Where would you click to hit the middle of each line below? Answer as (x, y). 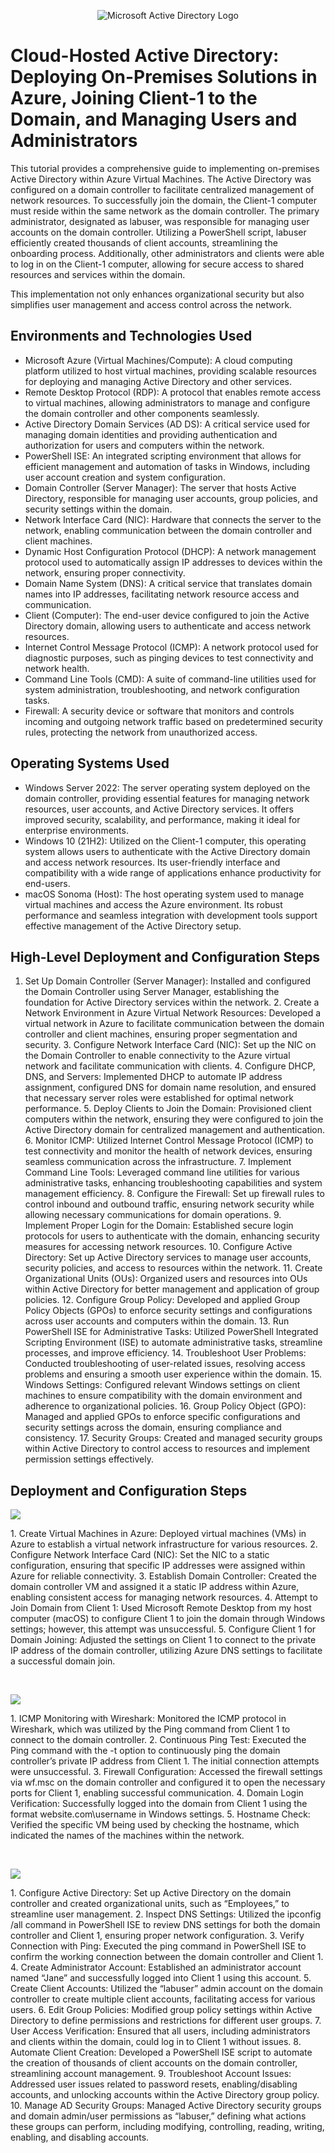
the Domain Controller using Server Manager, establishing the (152, 992)
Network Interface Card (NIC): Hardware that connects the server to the (173, 519)
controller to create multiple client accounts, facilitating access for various (163, 1999)
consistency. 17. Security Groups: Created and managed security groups (173, 1438)
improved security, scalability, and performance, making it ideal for (162, 819)
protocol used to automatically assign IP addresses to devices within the (173, 562)
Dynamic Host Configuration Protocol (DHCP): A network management (170, 551)
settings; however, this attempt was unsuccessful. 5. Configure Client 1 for (163, 1629)
